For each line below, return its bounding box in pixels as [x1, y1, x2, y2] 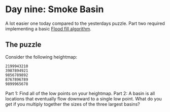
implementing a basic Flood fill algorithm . [5, 25, 91, 31]
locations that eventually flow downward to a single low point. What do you [5, 95, 162, 102]
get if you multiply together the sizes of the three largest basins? [5, 101, 141, 107]
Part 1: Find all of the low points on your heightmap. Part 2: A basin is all [5, 90, 155, 96]
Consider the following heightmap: [5, 54, 78, 60]
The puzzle [5, 41, 42, 49]
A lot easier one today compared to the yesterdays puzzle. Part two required [5, 20, 165, 26]
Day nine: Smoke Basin [5, 4, 104, 15]
